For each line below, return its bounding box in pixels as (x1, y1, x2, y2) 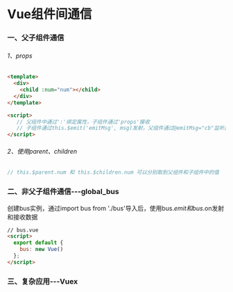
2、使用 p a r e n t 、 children (7, 147, 78, 155)
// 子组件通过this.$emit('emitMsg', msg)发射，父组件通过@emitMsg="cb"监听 (16, 124, 225, 132)
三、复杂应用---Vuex (7, 276, 78, 286)
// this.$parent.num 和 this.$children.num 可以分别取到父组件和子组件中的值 (7, 169, 220, 176)
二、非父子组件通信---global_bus (7, 187, 119, 197)
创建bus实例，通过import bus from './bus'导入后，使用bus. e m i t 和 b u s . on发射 (7, 204, 225, 212)
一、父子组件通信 (7, 33, 64, 42)
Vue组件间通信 (7, 6, 92, 22)
